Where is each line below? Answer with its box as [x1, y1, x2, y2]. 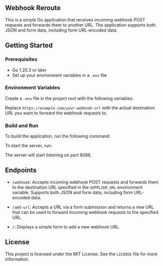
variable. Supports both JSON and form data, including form [12, 190, 133, 195]
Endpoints [5, 166, 37, 174]
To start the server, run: [5, 143, 53, 149]
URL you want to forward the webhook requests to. [5, 110, 108, 116]
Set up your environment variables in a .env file [12, 72, 107, 78]
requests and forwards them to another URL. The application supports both [5, 22, 156, 28]
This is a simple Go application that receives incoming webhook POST [5, 17, 145, 22]
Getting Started [5, 41, 53, 50]
